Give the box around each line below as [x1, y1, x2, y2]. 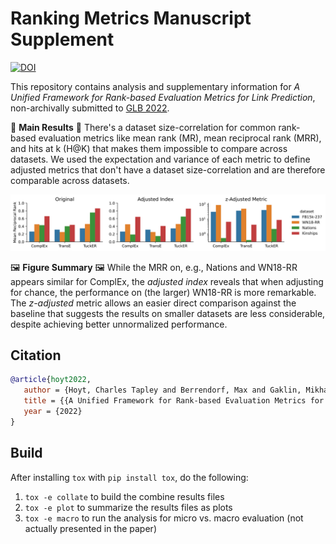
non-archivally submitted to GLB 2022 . [10, 102, 170, 114]
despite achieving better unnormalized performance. [10, 318, 228, 330]
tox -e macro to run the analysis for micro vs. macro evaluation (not [24, 512, 304, 524]
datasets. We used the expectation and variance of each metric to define [10, 153, 311, 165]
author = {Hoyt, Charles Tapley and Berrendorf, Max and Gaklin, [23, 385, 302, 396]
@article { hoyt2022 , [10, 375, 92, 385]
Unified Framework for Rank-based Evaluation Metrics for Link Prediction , [10, 91, 316, 103]
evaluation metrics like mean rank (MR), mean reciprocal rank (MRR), [38, 132, 322, 144]
